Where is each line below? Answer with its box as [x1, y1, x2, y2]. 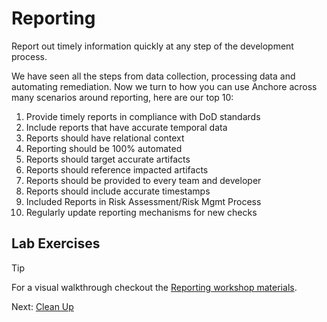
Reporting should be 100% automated [25, 142, 183, 154]
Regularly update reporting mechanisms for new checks [25, 206, 258, 218]
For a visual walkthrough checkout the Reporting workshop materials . [11, 281, 298, 293]
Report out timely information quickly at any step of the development [11, 40, 294, 52]
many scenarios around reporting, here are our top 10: [11, 91, 234, 103]
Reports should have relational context [25, 132, 185, 144]
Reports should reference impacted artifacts [25, 163, 209, 176]
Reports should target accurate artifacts [25, 153, 191, 165]
